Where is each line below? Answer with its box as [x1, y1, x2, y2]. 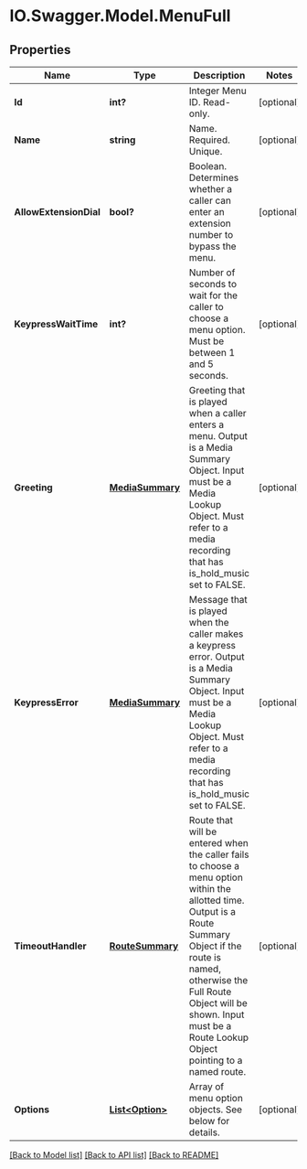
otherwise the [188, 974, 249, 986]
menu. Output [188, 430, 249, 442]
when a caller [188, 407, 247, 419]
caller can [188, 194, 231, 207]
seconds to [188, 278, 238, 290]
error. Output [188, 650, 245, 663]
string [109, 134, 136, 146]
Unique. [188, 145, 223, 157]
